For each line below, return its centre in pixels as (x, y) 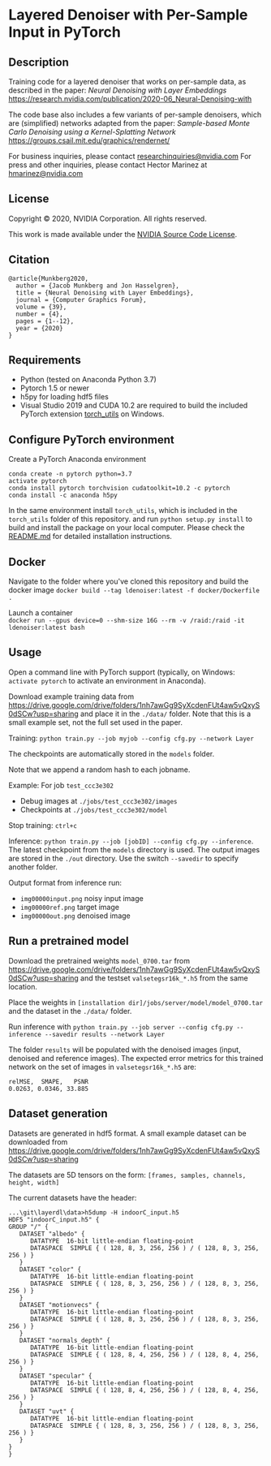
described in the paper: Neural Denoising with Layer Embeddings (118, 90)
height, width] (34, 1183)
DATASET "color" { (50, 1269)
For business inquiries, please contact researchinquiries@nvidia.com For (130, 156)
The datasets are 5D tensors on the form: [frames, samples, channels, (127, 1175)
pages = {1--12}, (45, 321)
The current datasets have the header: (73, 1197)
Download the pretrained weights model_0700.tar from (99, 960)
